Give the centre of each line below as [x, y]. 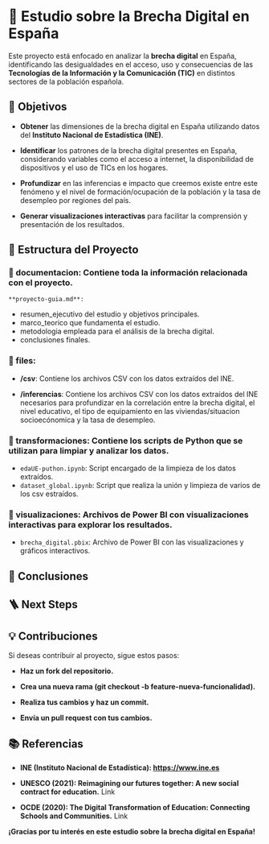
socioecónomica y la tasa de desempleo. [88, 420]
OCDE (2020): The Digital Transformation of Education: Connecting [135, 807]
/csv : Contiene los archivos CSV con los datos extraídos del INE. [127, 379]
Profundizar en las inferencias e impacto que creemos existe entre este [139, 183]
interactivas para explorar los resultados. [90, 524]
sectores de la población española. [66, 81]
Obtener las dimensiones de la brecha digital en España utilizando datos [140, 126]
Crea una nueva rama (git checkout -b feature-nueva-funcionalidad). [137, 686]
